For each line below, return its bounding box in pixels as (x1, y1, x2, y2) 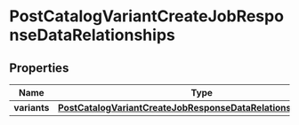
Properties (9, 60, 69, 75)
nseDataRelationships (9, 25, 175, 45)
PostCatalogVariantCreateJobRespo (9, 6, 285, 27)
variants (13, 102, 50, 113)
